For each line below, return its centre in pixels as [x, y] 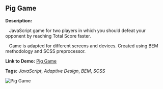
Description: [19, 20]
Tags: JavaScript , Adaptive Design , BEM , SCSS [55, 71]
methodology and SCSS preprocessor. [46, 51]
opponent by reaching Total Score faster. [48, 36]
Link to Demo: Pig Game [31, 61]
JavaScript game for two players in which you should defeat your [77, 31]
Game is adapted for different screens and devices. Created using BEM [84, 46]
